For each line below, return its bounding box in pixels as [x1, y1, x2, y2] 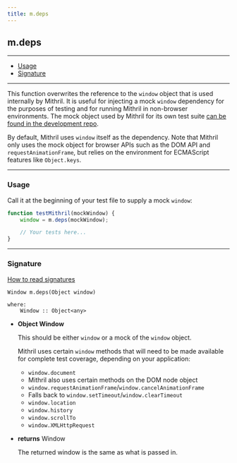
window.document [28, 369, 76, 376]
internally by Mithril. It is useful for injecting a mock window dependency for [7, 97, 224, 106]
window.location [28, 399, 76, 407]
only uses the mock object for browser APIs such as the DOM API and [7, 140, 210, 149]
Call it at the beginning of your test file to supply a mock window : [7, 196, 193, 205]
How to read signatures [7, 275, 75, 283]
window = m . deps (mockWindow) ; [20, 216, 109, 223]
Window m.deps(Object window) [7, 289, 97, 296]
